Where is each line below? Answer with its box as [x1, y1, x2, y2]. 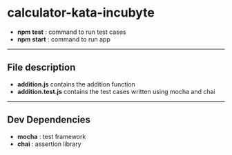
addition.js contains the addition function [17, 80, 136, 88]
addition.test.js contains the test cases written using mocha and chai [17, 87, 215, 95]
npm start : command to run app [17, 35, 110, 43]
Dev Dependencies [7, 114, 91, 126]
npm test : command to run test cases [17, 28, 126, 36]
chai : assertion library [17, 140, 81, 148]
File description [7, 62, 76, 73]
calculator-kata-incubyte [7, 5, 155, 21]
